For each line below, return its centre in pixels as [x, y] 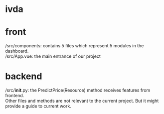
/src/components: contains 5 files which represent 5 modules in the [75, 46]
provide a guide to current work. [38, 106]
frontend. [15, 96]
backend [24, 76]
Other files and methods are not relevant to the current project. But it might [82, 101]
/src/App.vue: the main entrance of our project [53, 56]
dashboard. [17, 51]
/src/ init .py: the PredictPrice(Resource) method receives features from [78, 90]
